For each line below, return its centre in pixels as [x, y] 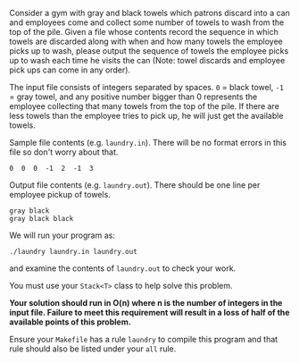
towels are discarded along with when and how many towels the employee [146, 41]
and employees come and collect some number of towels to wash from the [147, 22]
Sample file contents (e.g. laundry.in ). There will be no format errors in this [148, 143]
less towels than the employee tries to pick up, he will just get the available [146, 116]
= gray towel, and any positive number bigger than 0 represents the [133, 97]
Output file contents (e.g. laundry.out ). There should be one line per [135, 185]
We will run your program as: [62, 235]
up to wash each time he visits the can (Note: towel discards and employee [147, 60]
